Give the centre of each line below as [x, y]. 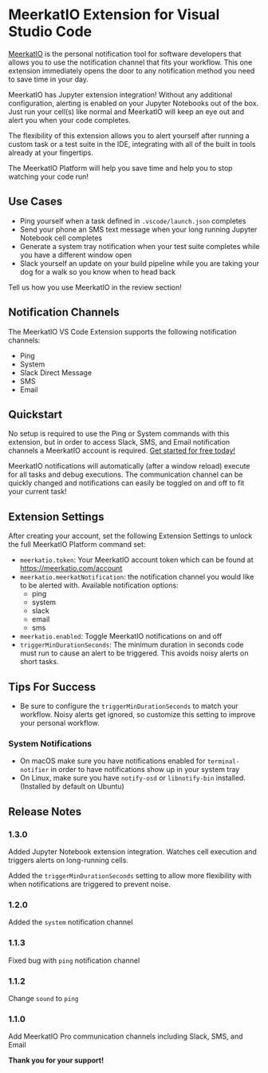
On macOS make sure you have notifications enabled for [112, 761]
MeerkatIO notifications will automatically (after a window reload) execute [129, 466]
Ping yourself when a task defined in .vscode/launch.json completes [133, 220]
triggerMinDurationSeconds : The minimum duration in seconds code [132, 645]
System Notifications [50, 743]
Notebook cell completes [61, 238]
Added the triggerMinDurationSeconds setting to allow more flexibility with [130, 875]
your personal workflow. [59, 723]
